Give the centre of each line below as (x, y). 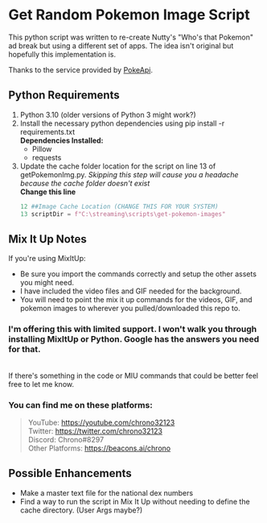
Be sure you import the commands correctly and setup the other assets (138, 274)
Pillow (42, 149)
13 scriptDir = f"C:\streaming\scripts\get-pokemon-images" (123, 214)
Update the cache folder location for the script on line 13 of (118, 166)
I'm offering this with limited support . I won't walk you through (133, 330)
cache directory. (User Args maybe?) (81, 510)
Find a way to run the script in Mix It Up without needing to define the (135, 501)
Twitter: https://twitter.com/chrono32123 (95, 431)
